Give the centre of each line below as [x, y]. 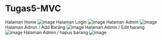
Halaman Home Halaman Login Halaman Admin [72, 22]
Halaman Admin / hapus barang [56, 32]
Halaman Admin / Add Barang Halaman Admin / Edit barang [75, 27]
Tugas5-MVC [33, 9]
